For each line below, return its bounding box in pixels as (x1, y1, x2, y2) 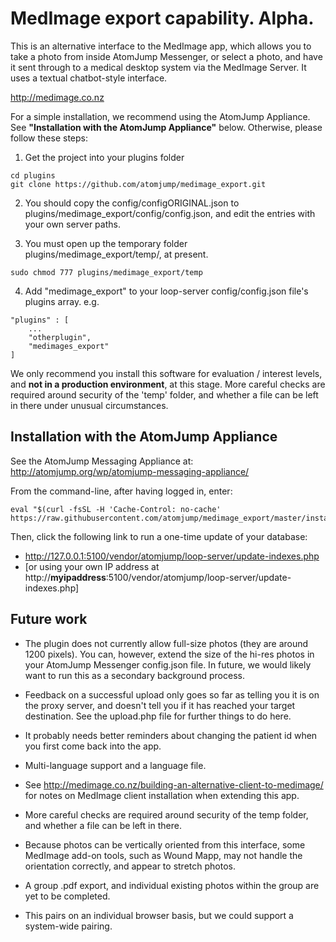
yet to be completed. (24, 890, 111, 902)
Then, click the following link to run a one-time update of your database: (10, 530, 308, 542)
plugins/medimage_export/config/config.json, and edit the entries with (24, 207, 316, 219)
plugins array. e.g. (24, 295, 100, 307)
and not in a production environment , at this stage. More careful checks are (10, 378, 326, 390)
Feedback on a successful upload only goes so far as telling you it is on (24, 688, 320, 701)
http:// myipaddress (24, 571, 107, 583)
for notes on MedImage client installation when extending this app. (24, 789, 300, 801)
